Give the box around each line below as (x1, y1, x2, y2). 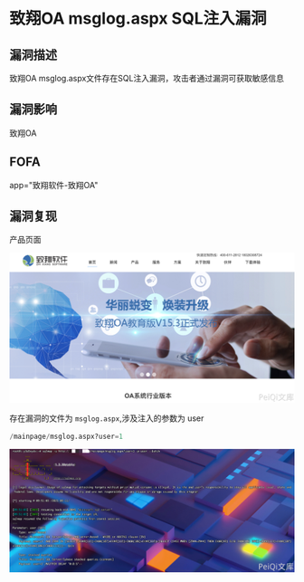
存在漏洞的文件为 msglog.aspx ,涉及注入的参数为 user (9, 413, 204, 424)
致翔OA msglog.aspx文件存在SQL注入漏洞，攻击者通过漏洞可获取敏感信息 (9, 73, 285, 83)
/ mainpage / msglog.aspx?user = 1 (9, 432, 124, 441)
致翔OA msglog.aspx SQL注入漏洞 (9, 8, 267, 29)
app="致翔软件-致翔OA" (9, 179, 99, 190)
